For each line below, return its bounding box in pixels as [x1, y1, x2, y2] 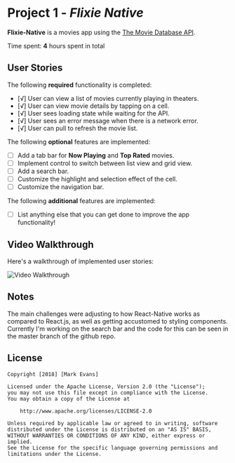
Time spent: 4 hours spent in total [7, 41, 105, 50]
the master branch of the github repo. [7, 331, 116, 340]
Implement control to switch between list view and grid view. [17, 159, 193, 167]
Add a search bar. [17, 167, 69, 175]
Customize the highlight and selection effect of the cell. [17, 174, 177, 183]
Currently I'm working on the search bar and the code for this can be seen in [7, 324, 229, 333]
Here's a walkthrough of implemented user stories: [7, 257, 154, 265]
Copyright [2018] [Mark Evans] [7, 371, 99, 378]
